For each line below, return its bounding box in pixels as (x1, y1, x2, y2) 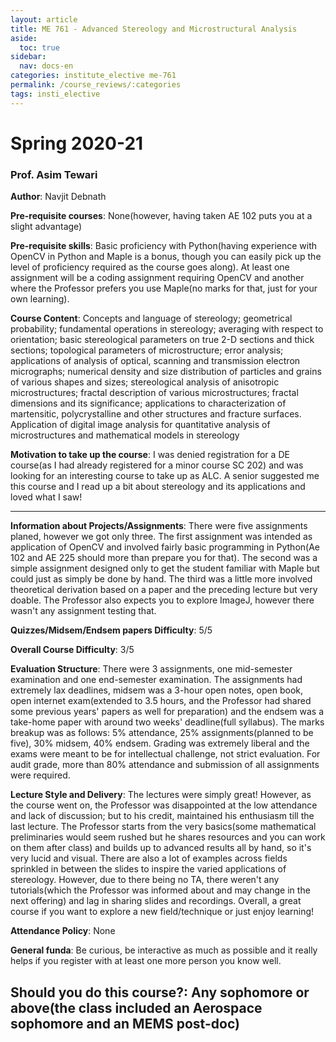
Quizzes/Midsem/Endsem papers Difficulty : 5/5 (10, 624, 213, 636)
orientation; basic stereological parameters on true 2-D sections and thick (10, 334, 315, 346)
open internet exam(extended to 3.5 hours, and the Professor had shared (10, 695, 312, 707)
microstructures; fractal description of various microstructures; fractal (10, 387, 299, 399)
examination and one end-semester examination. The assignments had (10, 674, 303, 686)
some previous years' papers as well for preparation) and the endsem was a (10, 706, 325, 718)
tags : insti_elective (10, 89, 101, 99)
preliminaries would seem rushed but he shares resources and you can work (10, 831, 326, 843)
